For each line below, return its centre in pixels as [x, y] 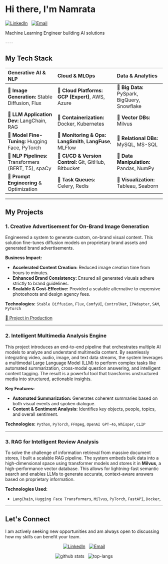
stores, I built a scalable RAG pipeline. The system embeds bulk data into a [82, 458]
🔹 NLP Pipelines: [27, 156]
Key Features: [20, 388]
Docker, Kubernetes [81, 124]
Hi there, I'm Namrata [50, 9]
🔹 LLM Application [30, 114]
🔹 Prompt [19, 176]
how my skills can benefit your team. [43, 536]
